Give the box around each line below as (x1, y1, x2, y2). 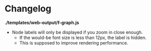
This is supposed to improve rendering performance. (19, 39, 128, 45)
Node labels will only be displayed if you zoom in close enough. (11, 29, 143, 35)
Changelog (4, 3, 51, 14)
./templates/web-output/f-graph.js (4, 19, 79, 25)
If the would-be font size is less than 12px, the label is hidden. (19, 34, 147, 40)
